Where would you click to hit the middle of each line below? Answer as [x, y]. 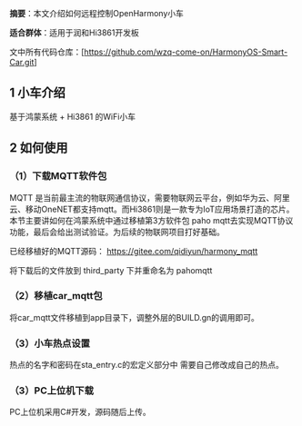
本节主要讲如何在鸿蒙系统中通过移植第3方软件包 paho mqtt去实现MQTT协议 [151, 220]
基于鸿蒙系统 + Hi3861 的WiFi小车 [73, 116]
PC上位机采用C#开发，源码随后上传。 [81, 412]
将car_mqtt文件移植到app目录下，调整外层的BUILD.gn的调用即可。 [134, 317]
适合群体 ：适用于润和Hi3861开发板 [74, 33]
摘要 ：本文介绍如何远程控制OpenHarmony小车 [97, 13]
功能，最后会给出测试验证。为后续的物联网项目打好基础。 [117, 232]
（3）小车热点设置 [50, 343]
